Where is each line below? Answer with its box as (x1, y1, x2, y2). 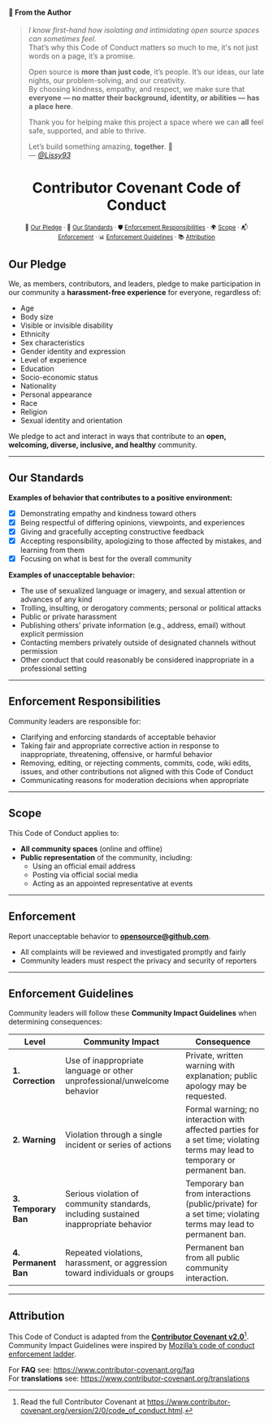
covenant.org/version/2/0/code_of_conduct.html (19, 1405, 183, 1415)
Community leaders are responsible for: (8, 716, 141, 726)
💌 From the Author (8, 7, 71, 17)
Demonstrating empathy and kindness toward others (19, 508, 197, 518)
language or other (64, 1065, 134, 1077)
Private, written (185, 1050, 244, 1061)
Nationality (19, 381, 57, 390)
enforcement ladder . (8, 1349, 77, 1359)
